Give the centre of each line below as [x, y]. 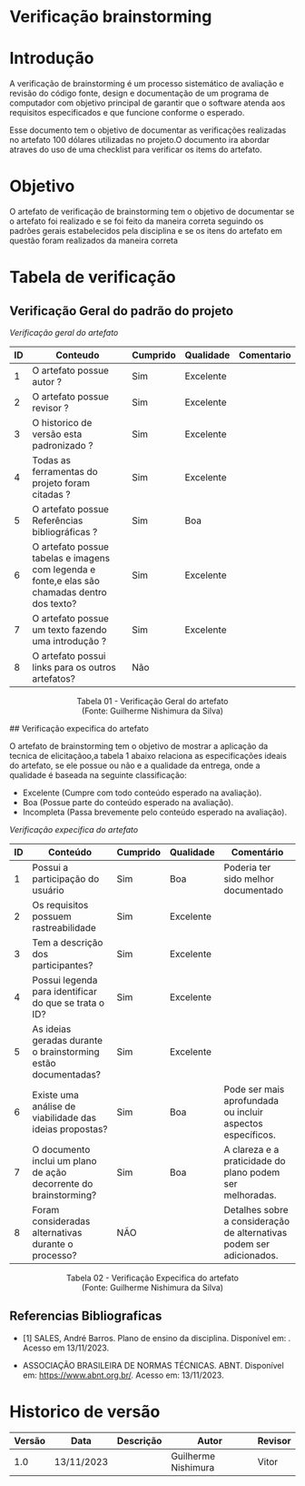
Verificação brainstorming [111, 17]
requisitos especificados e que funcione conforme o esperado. [127, 113]
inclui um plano [64, 1161]
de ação [49, 1173]
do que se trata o [69, 1003]
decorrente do [63, 1184]
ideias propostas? [70, 1129]
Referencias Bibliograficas [86, 1316]
